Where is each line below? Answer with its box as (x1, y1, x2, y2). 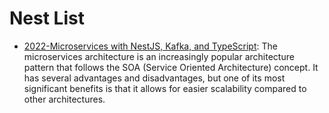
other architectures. (23, 93, 106, 105)
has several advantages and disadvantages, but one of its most (23, 72, 286, 84)
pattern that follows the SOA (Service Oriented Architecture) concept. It (23, 61, 319, 73)
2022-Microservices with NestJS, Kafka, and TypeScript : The (23, 40, 278, 52)
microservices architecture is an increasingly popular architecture (23, 50, 295, 62)
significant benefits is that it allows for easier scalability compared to (23, 82, 307, 94)
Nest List (9, 7, 85, 30)
